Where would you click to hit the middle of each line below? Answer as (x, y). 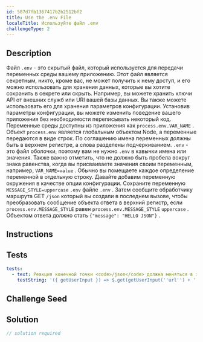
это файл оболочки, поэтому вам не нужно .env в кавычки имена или (96, 151)
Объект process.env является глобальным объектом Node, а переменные (101, 132)
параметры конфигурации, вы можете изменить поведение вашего (94, 113)
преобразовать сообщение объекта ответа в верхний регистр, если (95, 202)
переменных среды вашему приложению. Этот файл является (87, 74)
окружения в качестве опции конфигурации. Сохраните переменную (96, 183)
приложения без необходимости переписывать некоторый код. (89, 119)
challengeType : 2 (28, 29)
